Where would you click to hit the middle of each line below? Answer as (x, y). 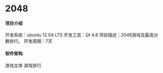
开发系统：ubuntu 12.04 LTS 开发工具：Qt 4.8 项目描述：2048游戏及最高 (80, 35)
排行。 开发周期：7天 (31, 41)
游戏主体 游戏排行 (23, 65)
